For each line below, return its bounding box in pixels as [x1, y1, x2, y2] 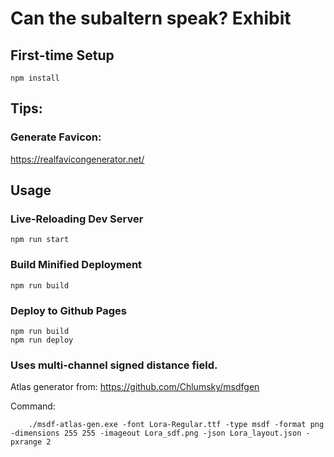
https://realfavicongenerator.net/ [10, 153, 145, 165]
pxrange [10, 437, 43, 447]
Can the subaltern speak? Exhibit [10, 7, 292, 30]
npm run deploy [10, 335, 74, 345]
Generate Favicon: [10, 130, 102, 144]
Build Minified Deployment [10, 258, 143, 272]
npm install [10, 73, 60, 83]
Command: [10, 400, 56, 412]
